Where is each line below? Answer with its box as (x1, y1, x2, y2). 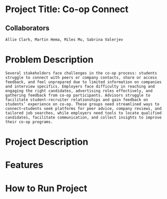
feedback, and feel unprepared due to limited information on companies (5, 79, 162, 85)
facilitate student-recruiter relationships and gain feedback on (5, 97, 148, 102)
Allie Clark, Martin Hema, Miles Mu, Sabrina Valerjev (5, 37, 123, 42)
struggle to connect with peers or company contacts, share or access (5, 75, 157, 80)
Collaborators (5, 24, 50, 32)
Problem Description (5, 54, 94, 65)
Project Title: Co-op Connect (5, 4, 129, 15)
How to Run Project (5, 182, 88, 194)
